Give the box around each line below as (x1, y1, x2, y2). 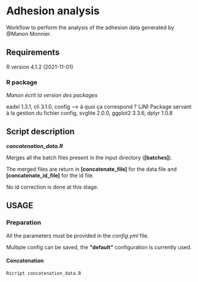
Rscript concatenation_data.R (6, 270, 82, 276)
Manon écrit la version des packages (6, 92, 98, 99)
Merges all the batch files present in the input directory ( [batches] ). (6, 153, 173, 161)
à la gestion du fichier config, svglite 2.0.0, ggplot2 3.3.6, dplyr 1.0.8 (6, 109, 173, 117)
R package (6, 78, 38, 86)
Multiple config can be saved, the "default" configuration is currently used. (6, 243, 192, 250)
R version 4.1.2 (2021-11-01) (6, 63, 73, 70)
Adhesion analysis (6, 4, 100, 18)
